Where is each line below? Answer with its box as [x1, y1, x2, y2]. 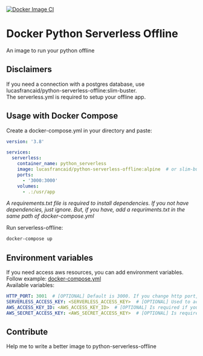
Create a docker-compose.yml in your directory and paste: [6, 127, 152, 134]
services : [6, 149, 31, 155]
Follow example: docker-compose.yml [6, 275, 101, 282]
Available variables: [6, 282, 54, 289]
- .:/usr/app [22, 189, 56, 195]
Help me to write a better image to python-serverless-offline [6, 343, 157, 350]
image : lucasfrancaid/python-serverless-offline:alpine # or [17, 166, 177, 172]
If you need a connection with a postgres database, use [6, 80, 145, 88]
